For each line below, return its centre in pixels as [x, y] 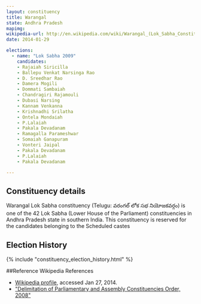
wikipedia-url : [25, 34]
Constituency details [46, 191]
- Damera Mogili [37, 84]
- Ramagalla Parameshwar [48, 134]
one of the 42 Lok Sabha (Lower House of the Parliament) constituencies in [99, 214]
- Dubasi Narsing [39, 101]
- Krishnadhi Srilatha [45, 111]
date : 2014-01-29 [28, 39]
